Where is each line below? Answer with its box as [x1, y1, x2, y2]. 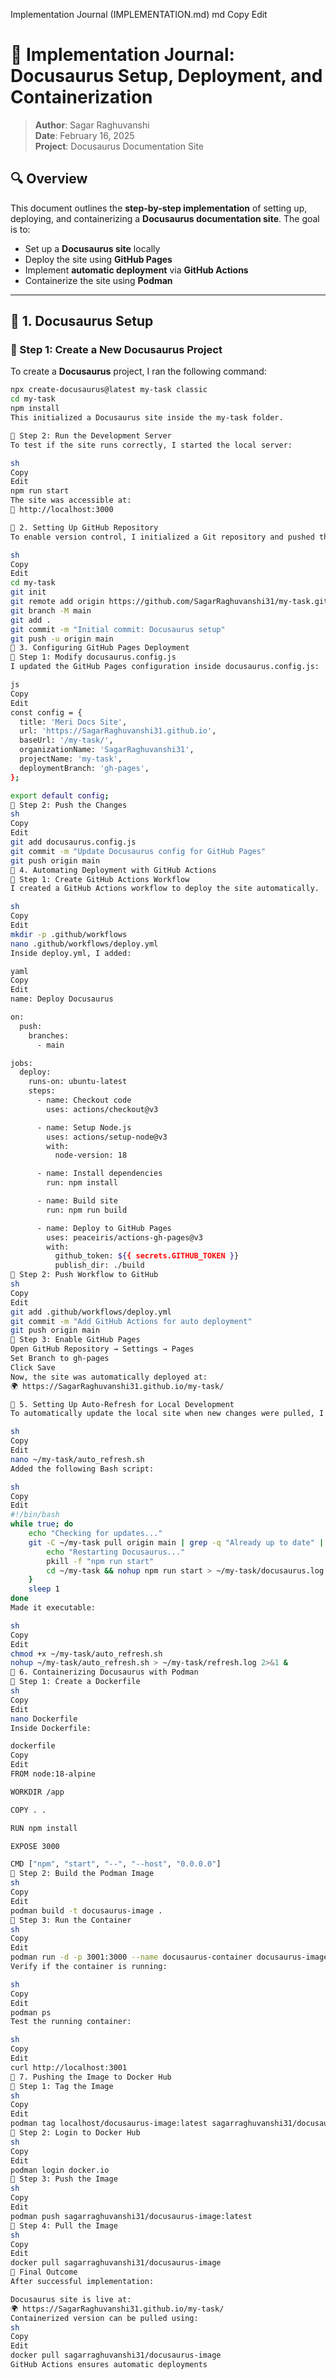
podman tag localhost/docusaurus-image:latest [10, 2119, 208, 2129]
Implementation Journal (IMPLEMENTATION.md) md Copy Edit [10, 9, 268, 20]
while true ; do [10, 1519, 74, 1529]
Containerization [10, 86, 153, 109]
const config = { [10, 707, 83, 718]
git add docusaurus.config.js [10, 837, 137, 848]
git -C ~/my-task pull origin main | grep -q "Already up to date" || [28, 1537, 329, 1548]
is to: [10, 223, 31, 235]
